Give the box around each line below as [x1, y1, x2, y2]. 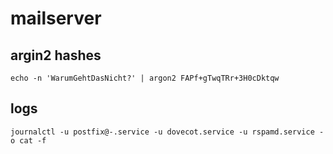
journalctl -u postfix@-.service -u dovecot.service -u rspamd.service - [10, 127, 325, 137]
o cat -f [10, 135, 47, 146]
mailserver [10, 7, 102, 30]
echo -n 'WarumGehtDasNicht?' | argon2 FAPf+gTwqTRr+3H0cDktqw [10, 73, 280, 83]
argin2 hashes [10, 47, 102, 64]
